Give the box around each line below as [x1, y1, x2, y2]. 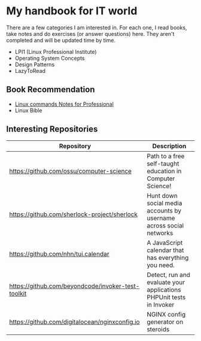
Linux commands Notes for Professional [14, 100, 114, 107]
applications [146, 285, 181, 294]
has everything [146, 253, 189, 262]
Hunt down [146, 191, 178, 199]
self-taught [146, 159, 179, 168]
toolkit [9, 289, 27, 297]
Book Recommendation [6, 85, 95, 95]
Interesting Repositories [6, 124, 98, 134]
